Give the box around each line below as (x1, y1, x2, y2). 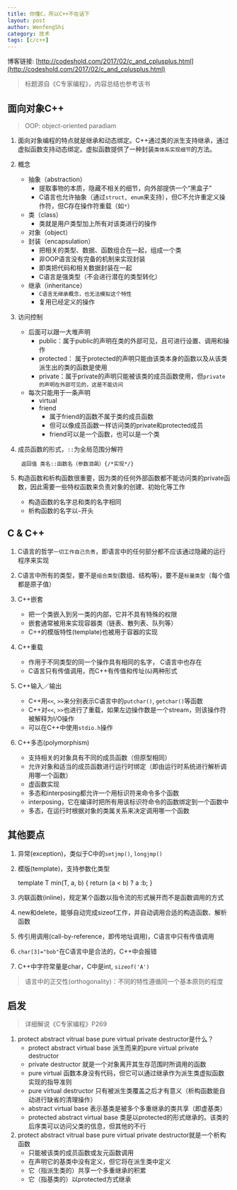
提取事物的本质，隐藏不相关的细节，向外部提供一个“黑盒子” (38, 183, 212, 192)
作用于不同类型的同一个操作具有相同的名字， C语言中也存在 (28, 658, 202, 666)
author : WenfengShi (7, 23, 65, 30)
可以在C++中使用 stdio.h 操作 (28, 723, 113, 731)
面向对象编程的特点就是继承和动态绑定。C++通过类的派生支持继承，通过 (17, 136, 229, 144)
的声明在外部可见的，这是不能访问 (38, 381, 124, 388)
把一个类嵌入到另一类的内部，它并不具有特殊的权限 (28, 610, 178, 618)
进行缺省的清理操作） (34, 1095, 97, 1104)
